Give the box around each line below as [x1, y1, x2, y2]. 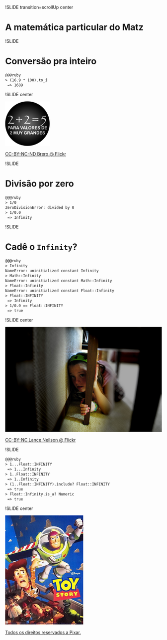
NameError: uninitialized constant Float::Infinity [5, 288, 114, 293]
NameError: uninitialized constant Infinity [5, 268, 99, 273]
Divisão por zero [5, 178, 74, 189]
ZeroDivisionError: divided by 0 [5, 205, 75, 210]
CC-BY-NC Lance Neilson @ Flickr [5, 437, 76, 443]
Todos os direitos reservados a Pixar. [5, 629, 81, 635]
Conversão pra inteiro [5, 56, 97, 67]
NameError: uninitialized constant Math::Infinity [5, 278, 112, 283]
